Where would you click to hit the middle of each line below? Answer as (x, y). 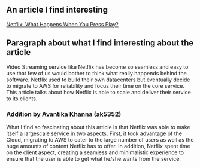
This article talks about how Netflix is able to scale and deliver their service (99, 92)
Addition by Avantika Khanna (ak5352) (64, 114)
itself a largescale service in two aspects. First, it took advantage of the (94, 133)
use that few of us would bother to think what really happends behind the (96, 73)
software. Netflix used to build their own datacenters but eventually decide (98, 80)
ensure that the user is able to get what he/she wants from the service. (94, 158)
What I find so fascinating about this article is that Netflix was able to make (98, 127)
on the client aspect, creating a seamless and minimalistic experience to (95, 152)
